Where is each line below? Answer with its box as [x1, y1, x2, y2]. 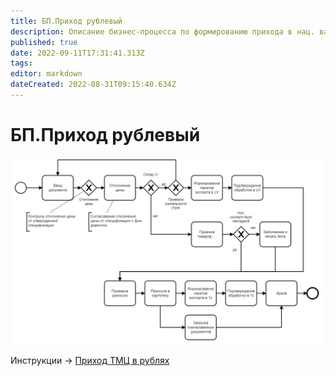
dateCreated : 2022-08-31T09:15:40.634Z [10, 80, 177, 90]
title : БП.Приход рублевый [10, 16, 123, 26]
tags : [10, 58, 33, 69]
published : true [10, 37, 78, 47]
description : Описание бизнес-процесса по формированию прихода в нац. [10, 26, 315, 37]
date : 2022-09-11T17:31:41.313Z [10, 48, 145, 58]
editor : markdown [10, 69, 83, 79]
